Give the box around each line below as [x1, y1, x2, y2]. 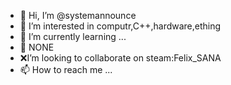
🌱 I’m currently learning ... [19, 31, 127, 42]
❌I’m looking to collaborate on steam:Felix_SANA [19, 52, 222, 64]
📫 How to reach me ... [19, 64, 113, 75]
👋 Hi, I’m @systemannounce [19, 10, 137, 21]
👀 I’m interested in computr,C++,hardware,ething [19, 20, 222, 32]
